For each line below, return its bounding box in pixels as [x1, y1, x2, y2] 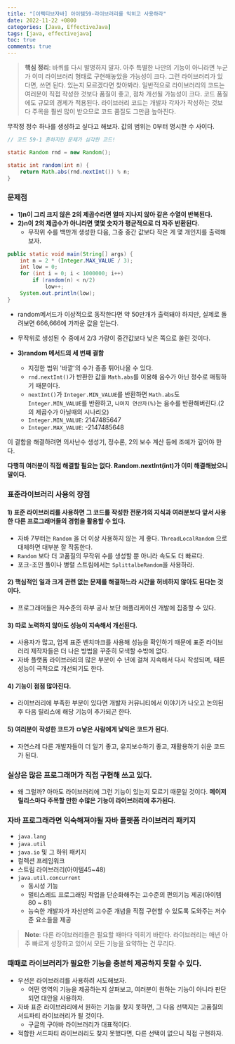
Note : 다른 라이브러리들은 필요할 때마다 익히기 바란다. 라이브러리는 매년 [24, 931, 221, 939]
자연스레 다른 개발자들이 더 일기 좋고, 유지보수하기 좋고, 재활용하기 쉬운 [17, 742, 213, 750]
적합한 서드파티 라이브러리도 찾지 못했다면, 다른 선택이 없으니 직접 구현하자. [17, 1029, 224, 1037]
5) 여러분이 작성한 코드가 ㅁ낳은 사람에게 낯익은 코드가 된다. [7, 725, 169, 733]
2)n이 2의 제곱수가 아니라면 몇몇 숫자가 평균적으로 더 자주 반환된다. [17, 219, 200, 227]
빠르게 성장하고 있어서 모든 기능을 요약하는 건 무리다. [32, 939, 177, 948]
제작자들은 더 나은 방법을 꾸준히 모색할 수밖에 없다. [30, 647, 170, 655]
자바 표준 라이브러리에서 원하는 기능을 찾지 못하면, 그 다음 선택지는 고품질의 [17, 1002, 224, 1011]
